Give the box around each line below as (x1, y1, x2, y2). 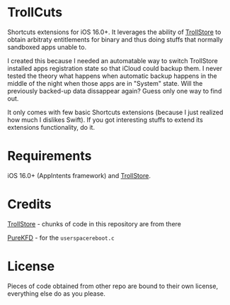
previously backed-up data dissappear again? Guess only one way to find (7, 87, 222, 95)
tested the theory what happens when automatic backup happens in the (7, 72, 217, 80)
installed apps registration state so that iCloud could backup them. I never (7, 64, 223, 72)
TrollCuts (7, 4, 63, 21)
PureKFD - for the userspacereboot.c (7, 233, 115, 242)
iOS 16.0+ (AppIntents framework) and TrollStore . (7, 171, 151, 179)
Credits (7, 196, 52, 213)
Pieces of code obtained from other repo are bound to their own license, (7, 282, 218, 290)
